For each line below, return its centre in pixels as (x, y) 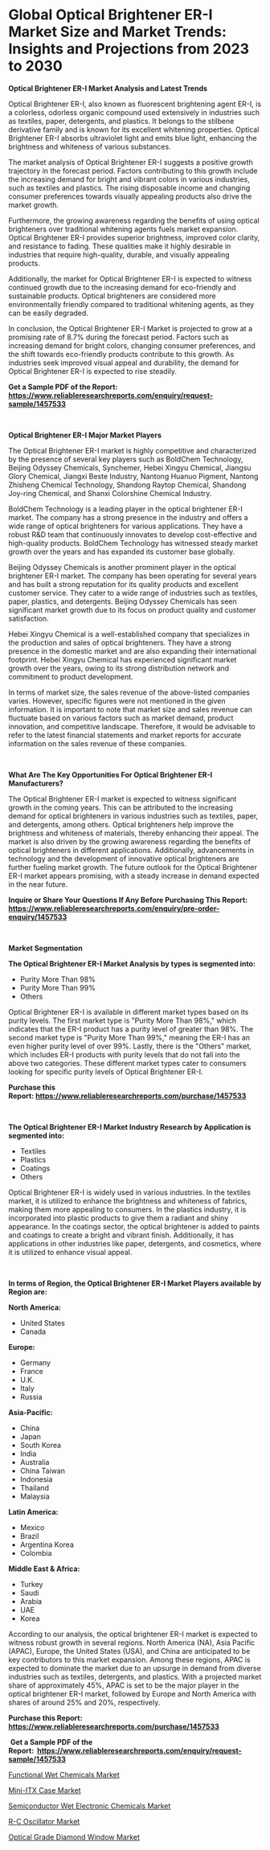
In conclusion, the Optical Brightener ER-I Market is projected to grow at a (131, 328)
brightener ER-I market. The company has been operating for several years (133, 576)
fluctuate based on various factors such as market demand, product (121, 718)
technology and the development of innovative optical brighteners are (124, 859)
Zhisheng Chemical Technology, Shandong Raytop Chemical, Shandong (127, 485)
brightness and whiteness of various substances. (90, 146)
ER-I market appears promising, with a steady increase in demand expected (134, 876)
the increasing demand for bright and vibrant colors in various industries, (129, 179)
